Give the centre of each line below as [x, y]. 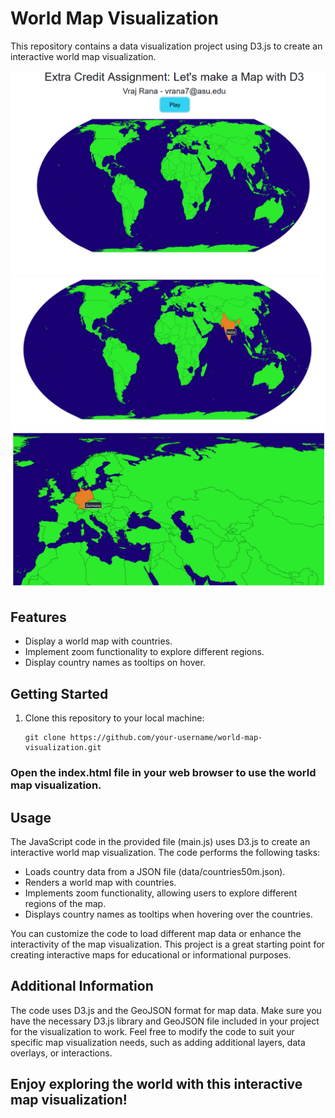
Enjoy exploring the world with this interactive [156, 1084]
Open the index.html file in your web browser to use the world [163, 773]
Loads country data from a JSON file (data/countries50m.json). [155, 872]
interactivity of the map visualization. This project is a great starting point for [167, 944]
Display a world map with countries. [98, 641]
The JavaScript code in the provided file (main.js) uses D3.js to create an [160, 842]
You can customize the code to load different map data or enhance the [156, 934]
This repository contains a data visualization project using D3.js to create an [166, 46]
